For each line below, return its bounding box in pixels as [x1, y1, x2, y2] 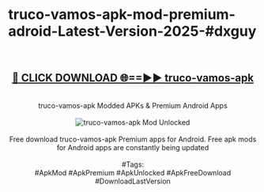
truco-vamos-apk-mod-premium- [8, 6, 236, 24]
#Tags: [121, 160, 145, 169]
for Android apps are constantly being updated [56, 142, 209, 152]
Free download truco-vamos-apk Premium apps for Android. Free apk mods [9, 134, 257, 144]
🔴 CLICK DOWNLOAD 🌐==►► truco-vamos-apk [11, 71, 255, 85]
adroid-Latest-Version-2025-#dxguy [8, 22, 257, 40]
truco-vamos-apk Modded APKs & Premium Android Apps [38, 100, 228, 110]
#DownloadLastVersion [94, 176, 172, 186]
